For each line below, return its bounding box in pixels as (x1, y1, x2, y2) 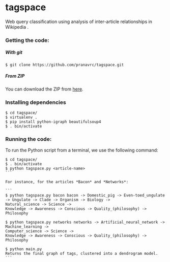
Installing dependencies (5, 99, 66, 106)
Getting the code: (5, 36, 49, 43)
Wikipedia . (5, 24, 29, 30)
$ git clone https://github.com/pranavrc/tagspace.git (5, 62, 124, 68)
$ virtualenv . (5, 115, 38, 120)
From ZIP (5, 73, 25, 79)
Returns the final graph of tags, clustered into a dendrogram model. (5, 251, 158, 256)
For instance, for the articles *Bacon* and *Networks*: (5, 180, 129, 185)
